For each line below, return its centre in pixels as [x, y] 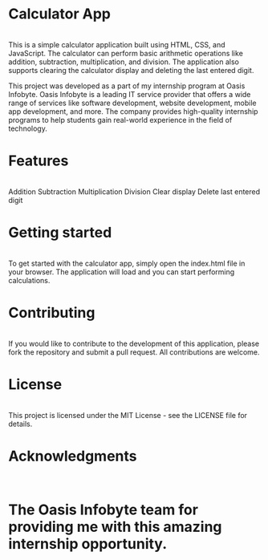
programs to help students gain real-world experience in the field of [120, 120]
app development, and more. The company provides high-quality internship [133, 111]
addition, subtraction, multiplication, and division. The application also [124, 62]
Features [39, 161]
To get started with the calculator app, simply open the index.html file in [127, 263]
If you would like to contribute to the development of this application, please [134, 343]
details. [20, 424]
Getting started [60, 233]
